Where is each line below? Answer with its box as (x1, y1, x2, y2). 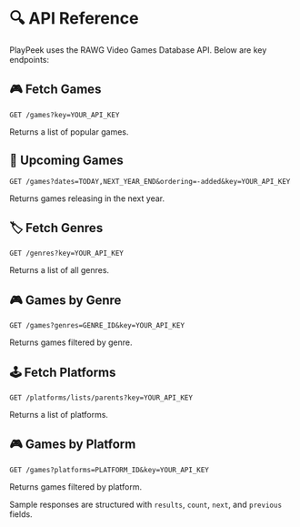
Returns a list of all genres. (9, 265, 110, 276)
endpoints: (9, 54, 50, 65)
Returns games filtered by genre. (9, 337, 133, 348)
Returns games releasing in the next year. (9, 193, 165, 204)
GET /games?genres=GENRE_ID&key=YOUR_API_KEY (9, 321, 185, 330)
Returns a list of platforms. (9, 410, 109, 420)
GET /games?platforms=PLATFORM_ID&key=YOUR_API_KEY (9, 465, 209, 474)
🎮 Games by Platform (9, 437, 136, 452)
